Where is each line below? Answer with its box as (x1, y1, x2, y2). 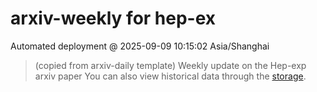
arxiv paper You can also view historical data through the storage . (34, 70, 307, 82)
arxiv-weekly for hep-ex (10, 7, 217, 30)
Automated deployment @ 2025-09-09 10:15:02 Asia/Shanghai (10, 40, 270, 52)
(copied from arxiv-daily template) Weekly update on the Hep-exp (34, 59, 307, 71)
